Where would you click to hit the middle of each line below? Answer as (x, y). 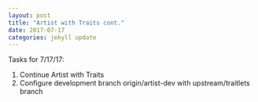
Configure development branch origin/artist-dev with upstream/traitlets (135, 83)
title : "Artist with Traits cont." (66, 23)
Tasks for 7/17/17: (36, 60)
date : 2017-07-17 (37, 30)
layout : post (29, 15)
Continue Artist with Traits (62, 75)
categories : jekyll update (52, 37)
